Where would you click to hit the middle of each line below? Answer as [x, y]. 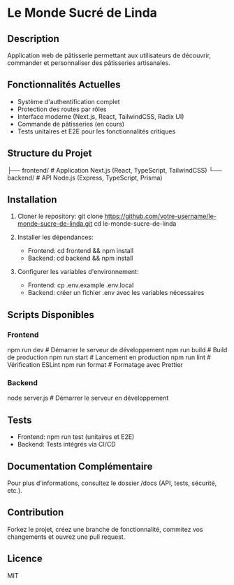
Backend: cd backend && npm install [80, 258]
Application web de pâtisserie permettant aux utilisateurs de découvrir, [109, 55]
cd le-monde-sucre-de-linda [135, 224]
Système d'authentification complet [68, 101]
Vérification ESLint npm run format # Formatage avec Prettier [95, 365]
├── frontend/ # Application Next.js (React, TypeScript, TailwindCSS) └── [115, 170]
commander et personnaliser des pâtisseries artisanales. [89, 63]
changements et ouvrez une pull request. [66, 537]
